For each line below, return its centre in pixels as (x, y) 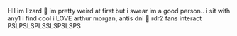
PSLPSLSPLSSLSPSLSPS (44, 26)
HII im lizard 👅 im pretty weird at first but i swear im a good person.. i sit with (119, 11)
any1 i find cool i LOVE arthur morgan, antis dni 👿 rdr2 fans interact (105, 18)
